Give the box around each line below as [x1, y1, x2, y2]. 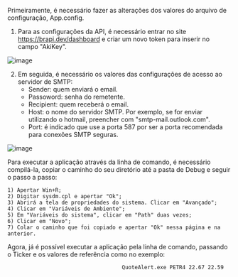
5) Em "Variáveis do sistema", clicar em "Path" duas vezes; [7, 212, 193, 219]
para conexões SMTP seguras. [28, 131, 119, 138]
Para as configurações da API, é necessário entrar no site [17, 28, 187, 36]
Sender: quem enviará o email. [28, 85, 119, 93]
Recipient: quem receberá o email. [28, 100, 129, 109]
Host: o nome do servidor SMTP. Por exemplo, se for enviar [28, 108, 203, 116]
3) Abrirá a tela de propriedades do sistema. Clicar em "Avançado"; [7, 199, 218, 206]
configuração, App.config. [7, 13, 85, 22]
